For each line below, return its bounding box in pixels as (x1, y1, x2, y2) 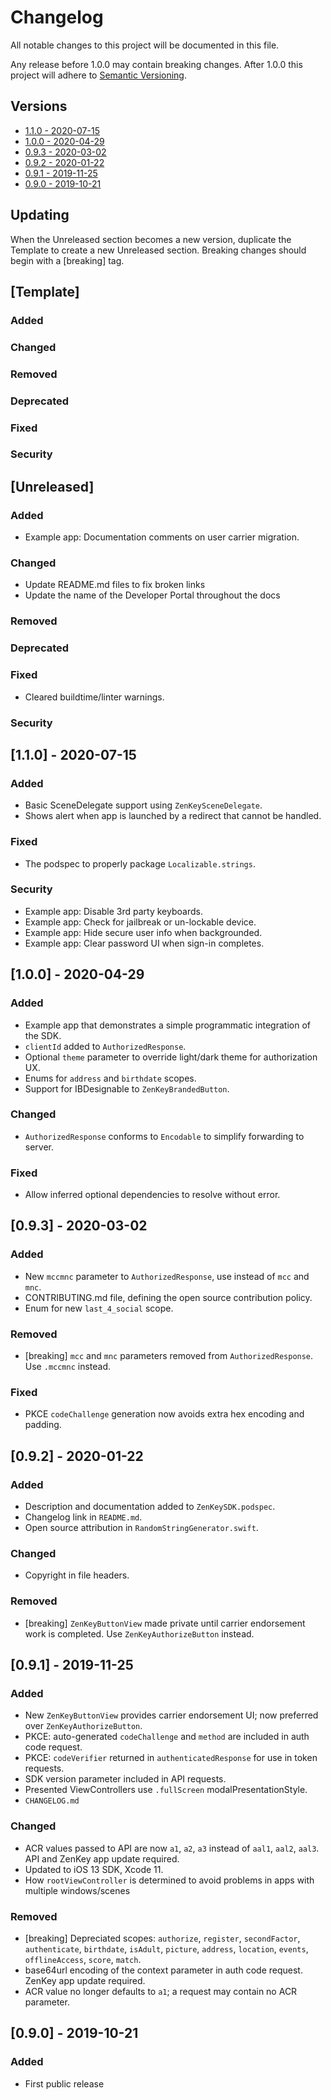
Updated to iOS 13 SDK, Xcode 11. (24, 1863, 164, 1875)
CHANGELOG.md (24, 1796, 80, 1806)
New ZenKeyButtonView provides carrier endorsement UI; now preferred (24, 1709, 319, 1721)
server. (24, 1141, 55, 1153)
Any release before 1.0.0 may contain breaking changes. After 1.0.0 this (10, 58, 303, 70)
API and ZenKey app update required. (24, 1852, 180, 1865)
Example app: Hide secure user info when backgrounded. (24, 926, 263, 938)
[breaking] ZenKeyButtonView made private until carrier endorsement (24, 1617, 306, 1629)
